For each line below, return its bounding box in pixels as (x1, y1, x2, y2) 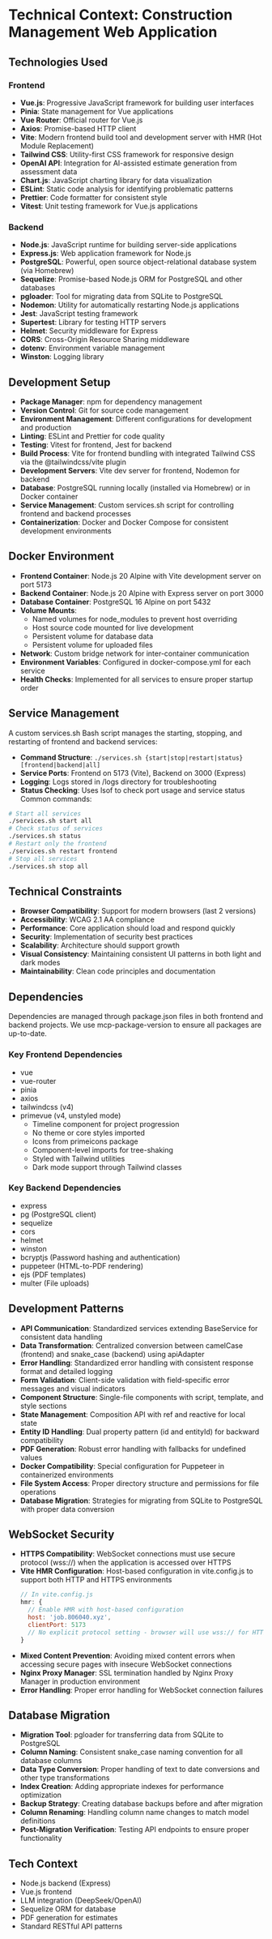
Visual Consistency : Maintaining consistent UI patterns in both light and (19, 949, 261, 959)
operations (19, 1487, 57, 1496)
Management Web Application (8, 23, 218, 41)
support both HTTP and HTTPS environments (19, 1575, 172, 1585)
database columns (19, 1756, 83, 1766)
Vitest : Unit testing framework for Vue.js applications (19, 201, 198, 211)
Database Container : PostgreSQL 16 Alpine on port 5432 (19, 597, 211, 606)
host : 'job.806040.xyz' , (28, 1613, 112, 1622)
